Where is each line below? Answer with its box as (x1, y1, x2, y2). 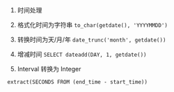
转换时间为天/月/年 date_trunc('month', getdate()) (17, 35, 166, 44)
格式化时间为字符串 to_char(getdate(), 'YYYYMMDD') (17, 21, 168, 29)
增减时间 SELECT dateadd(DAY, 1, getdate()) (17, 50, 147, 58)
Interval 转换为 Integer (17, 65, 81, 73)
